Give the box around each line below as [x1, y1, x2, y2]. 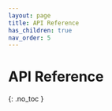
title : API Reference [8, 19, 80, 27]
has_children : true [8, 26, 73, 34]
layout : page [8, 11, 51, 20]
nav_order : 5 [8, 33, 51, 42]
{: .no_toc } [8, 94, 44, 104]
